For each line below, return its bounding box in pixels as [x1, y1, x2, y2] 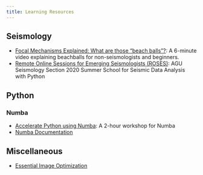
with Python [14, 73, 45, 80]
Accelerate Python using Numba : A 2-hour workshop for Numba [14, 122, 175, 130]
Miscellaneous [6, 146, 63, 156]
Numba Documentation [14, 129, 74, 136]
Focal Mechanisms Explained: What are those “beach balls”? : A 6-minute [14, 47, 197, 54]
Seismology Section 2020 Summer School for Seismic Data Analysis [14, 66, 185, 74]
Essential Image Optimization [14, 162, 88, 169]
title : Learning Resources [6, 8, 74, 15]
